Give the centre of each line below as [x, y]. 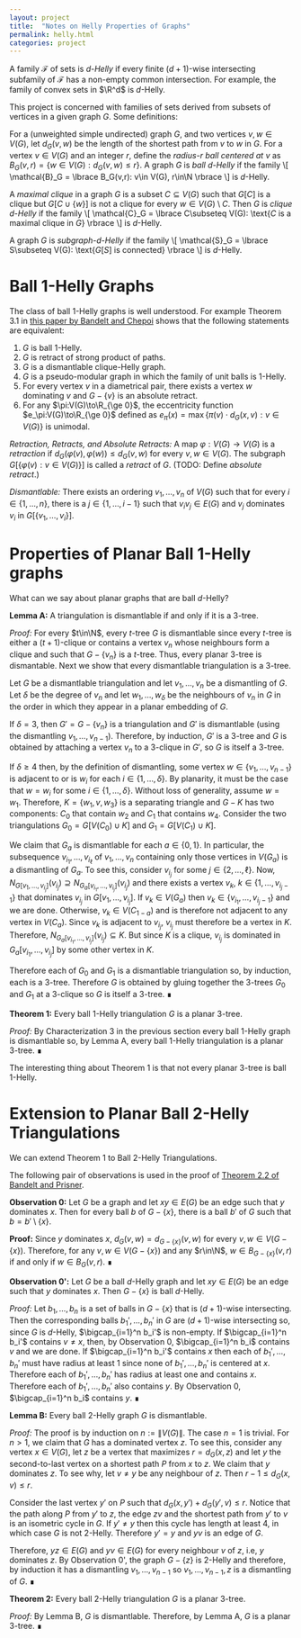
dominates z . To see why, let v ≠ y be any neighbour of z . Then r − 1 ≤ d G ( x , [150, 1474]
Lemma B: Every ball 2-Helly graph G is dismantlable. [108, 1415]
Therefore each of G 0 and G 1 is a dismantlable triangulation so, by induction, [150, 972]
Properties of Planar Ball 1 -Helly [130, 553]
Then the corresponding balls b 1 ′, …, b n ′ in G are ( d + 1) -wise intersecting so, [150, 1321]
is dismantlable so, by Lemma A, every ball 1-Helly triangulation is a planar [146, 1040]
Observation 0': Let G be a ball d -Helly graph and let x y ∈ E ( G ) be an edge [149, 1282]
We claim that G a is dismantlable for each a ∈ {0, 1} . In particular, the [137, 846]
